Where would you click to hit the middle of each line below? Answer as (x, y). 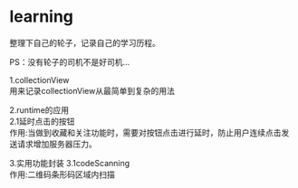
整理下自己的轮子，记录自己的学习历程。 (85, 42)
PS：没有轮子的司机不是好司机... (70, 61)
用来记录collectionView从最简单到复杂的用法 (92, 90)
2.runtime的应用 (39, 109)
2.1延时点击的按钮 (42, 121)
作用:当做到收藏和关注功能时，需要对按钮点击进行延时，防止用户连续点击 (146, 132)
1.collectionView (39, 80)
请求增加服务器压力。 (57, 144)
